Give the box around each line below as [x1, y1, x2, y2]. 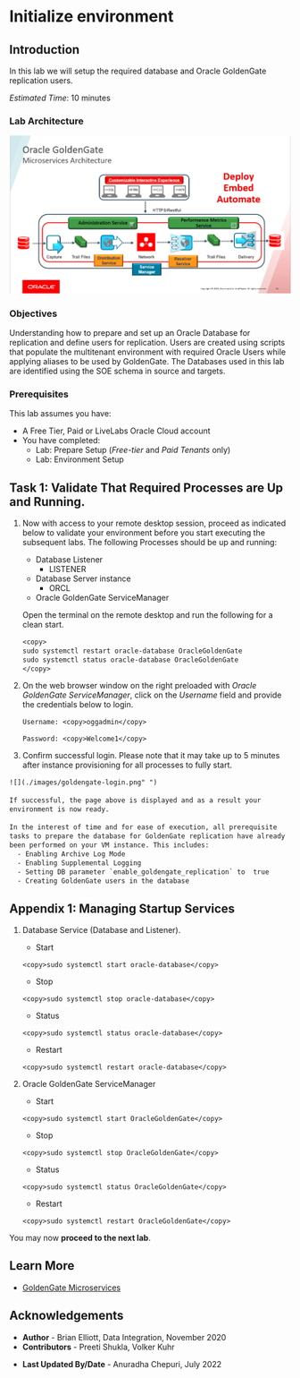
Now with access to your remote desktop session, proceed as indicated [21, 518, 287, 529]
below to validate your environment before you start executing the [21, 527, 266, 538]
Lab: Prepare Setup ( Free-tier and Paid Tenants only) [35, 445, 231, 456]
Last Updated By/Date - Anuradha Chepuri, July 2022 [21, 1358, 222, 1369]
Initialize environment [9, 6, 174, 27]
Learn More [9, 1258, 75, 1273]
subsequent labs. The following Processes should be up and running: [21, 537, 278, 548]
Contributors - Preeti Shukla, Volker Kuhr [21, 1341, 176, 1352]
